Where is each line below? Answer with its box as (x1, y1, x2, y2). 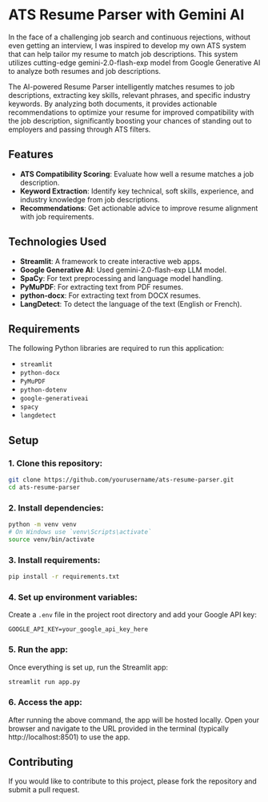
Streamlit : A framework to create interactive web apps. (19, 256, 202, 266)
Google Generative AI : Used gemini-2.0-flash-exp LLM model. (19, 265, 227, 275)
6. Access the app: (8, 697, 82, 708)
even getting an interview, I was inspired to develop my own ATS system (8, 40, 246, 50)
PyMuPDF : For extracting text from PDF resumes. (19, 282, 184, 291)
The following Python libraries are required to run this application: (8, 344, 225, 353)
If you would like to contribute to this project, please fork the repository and (8, 776, 258, 786)
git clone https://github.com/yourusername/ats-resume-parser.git (8, 476, 234, 484)
